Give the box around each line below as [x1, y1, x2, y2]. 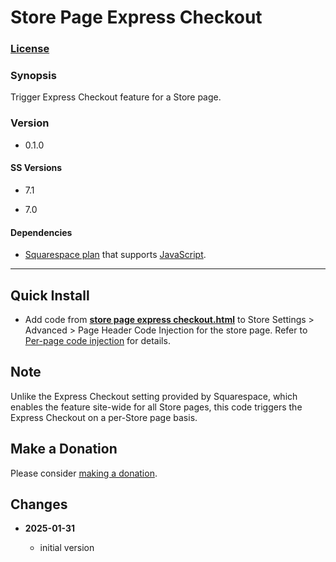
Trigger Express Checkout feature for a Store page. [10, 91, 222, 103]
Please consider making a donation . [10, 467, 158, 479]
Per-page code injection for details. [24, 334, 171, 346]
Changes [10, 496, 68, 513]
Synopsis [10, 69, 57, 83]
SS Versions [10, 162, 63, 174]
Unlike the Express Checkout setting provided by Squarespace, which [10, 390, 298, 402]
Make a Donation [10, 441, 118, 458]
